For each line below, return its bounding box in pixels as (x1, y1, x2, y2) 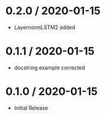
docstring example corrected (14, 64, 85, 71)
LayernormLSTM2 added (14, 24, 75, 31)
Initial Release (14, 104, 49, 111)
